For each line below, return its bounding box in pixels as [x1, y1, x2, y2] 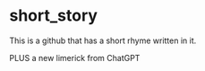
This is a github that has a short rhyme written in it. [9, 35, 197, 46]
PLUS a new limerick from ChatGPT [9, 52, 141, 63]
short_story [9, 5, 98, 26]
